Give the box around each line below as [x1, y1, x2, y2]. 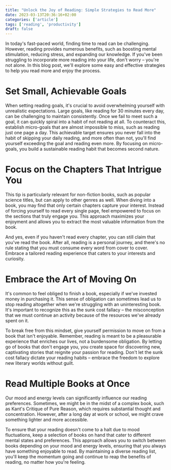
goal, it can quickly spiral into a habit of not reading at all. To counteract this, [5, 119, 166, 125]
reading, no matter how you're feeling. [5, 459, 86, 465]
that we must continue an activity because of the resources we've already [5, 312, 161, 318]
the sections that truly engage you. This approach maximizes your [5, 213, 144, 219]
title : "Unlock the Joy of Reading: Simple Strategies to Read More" [5, 7, 157, 13]
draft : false [5, 27, 33, 32]
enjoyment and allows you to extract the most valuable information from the [5, 219, 164, 225]
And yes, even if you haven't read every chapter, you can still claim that [5, 234, 156, 240]
